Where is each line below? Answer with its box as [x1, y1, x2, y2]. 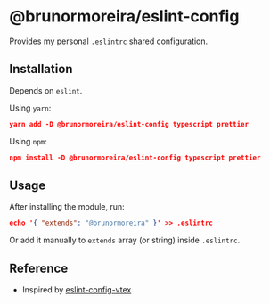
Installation [9, 62, 73, 77]
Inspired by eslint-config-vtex [21, 284, 132, 295]
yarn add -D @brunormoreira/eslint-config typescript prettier [9, 119, 250, 128]
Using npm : [9, 136, 47, 146]
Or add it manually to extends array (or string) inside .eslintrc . [9, 234, 241, 246]
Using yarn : [9, 103, 52, 113]
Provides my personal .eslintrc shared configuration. [9, 36, 209, 46]
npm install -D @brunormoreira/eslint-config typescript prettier [9, 153, 261, 162]
